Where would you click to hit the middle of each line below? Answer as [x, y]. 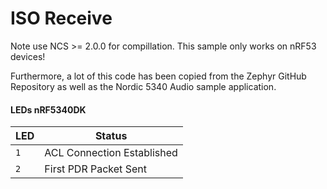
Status [111, 136]
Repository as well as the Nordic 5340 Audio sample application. [143, 86]
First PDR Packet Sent [95, 169]
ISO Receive [61, 18]
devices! [28, 56]
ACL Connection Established [111, 153]
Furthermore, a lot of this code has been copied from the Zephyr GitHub [158, 76]
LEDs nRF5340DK [48, 109]
